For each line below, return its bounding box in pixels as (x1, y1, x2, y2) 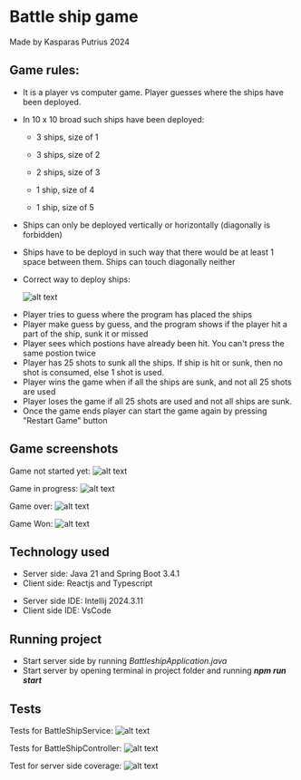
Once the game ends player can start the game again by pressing (22, 405, 267, 416)
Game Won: (9, 518, 53, 529)
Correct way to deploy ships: (22, 274, 131, 285)
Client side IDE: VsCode (22, 605, 112, 616)
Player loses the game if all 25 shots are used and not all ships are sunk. (22, 395, 293, 406)
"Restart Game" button (22, 414, 108, 425)
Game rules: (9, 63, 80, 78)
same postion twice (22, 347, 97, 358)
